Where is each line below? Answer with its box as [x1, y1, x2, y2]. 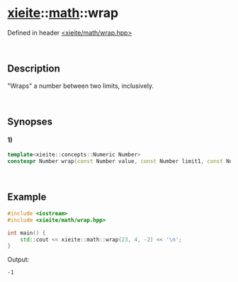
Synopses [7, 115, 53, 128]
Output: [7, 255, 30, 264]
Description [7, 62, 60, 75]
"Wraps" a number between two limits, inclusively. [7, 81, 154, 90]
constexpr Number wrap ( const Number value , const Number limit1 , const [7, 158, 223, 165]
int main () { [7, 229, 46, 237]
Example [7, 191, 47, 203]
